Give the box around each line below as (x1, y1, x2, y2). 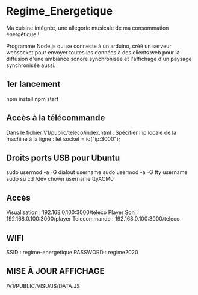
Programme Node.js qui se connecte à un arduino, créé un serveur (6, 42, 172, 50)
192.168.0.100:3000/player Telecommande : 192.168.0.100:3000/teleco (6, 215, 180, 222)
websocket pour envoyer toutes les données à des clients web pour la (6, 48, 180, 56)
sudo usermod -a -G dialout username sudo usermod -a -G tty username (6, 169, 188, 176)
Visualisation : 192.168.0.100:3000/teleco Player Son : (6, 209, 138, 216)
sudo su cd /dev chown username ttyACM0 (6, 175, 114, 183)
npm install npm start (6, 95, 59, 102)
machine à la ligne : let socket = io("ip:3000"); (6, 135, 120, 143)
